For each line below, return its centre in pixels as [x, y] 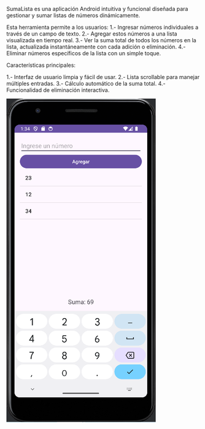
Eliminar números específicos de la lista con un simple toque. [84, 53]
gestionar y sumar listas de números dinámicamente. [73, 15]
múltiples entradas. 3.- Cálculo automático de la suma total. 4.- [86, 83]
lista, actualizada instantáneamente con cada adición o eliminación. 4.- [96, 47]
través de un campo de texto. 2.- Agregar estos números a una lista [92, 34]
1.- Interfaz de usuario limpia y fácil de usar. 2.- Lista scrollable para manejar [103, 77]
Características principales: [41, 65]
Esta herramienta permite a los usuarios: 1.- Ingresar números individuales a [102, 27]
